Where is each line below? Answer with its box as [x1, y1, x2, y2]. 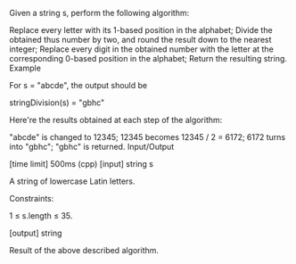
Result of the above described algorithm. [9, 245, 159, 255]
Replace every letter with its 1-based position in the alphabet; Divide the [9, 25, 274, 35]
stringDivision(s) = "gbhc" [9, 97, 105, 108]
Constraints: [9, 194, 54, 203]
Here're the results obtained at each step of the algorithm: [9, 115, 223, 125]
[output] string [9, 227, 62, 238]
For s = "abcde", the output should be [9, 80, 148, 90]
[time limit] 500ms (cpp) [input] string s [9, 159, 154, 169]
